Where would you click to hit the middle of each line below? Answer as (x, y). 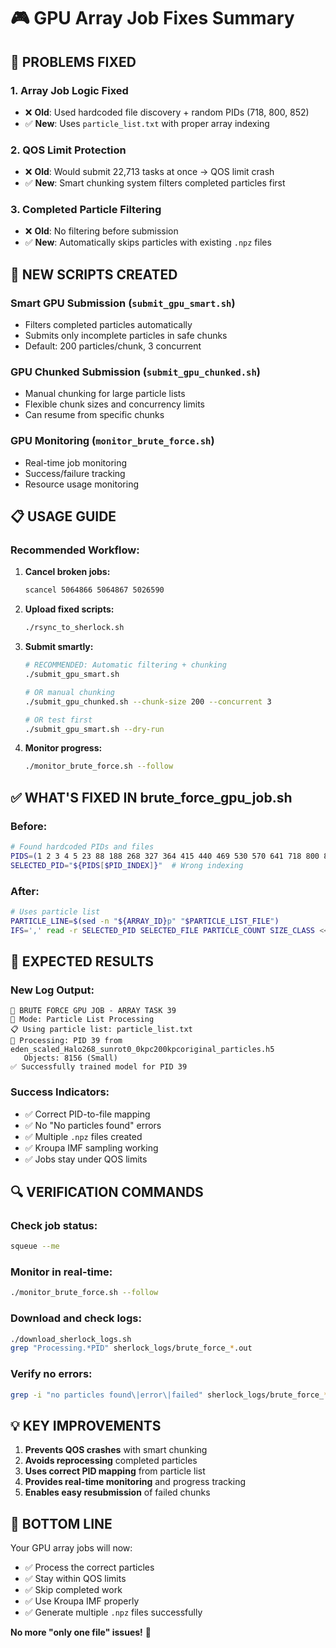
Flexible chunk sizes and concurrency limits (114, 404)
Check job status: (54, 1225)
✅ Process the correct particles (89, 1567)
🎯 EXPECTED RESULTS (82, 961)
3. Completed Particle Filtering (86, 210)
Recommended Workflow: (75, 550)
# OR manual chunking (69, 692)
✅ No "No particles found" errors (93, 1125)
